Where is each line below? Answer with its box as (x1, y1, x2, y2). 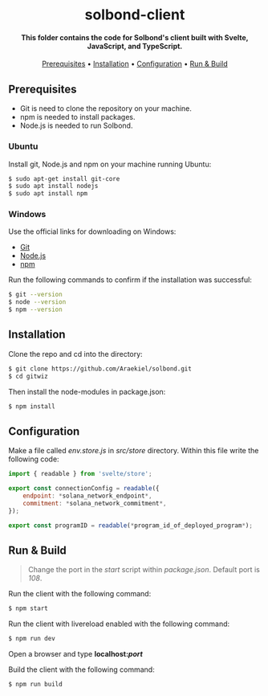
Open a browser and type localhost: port (8, 649, 143, 659)
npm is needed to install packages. (19, 113, 136, 122)
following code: (8, 454, 59, 464)
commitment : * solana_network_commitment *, (22, 499, 167, 507)
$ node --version (8, 298, 67, 306)
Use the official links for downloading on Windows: (8, 227, 177, 236)
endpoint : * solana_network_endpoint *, (22, 492, 152, 500)
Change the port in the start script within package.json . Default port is (27, 565, 261, 575)
